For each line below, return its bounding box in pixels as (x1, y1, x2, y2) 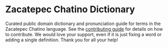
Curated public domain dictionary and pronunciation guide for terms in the (5, 20, 161, 27)
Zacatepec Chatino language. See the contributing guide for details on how (5, 26, 163, 32)
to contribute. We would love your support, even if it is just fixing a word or (5, 31, 162, 37)
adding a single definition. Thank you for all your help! (5, 37, 118, 43)
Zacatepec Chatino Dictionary (5, 4, 135, 15)
